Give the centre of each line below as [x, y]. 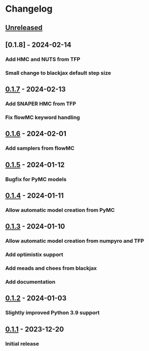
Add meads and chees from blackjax [51, 268]
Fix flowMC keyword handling [43, 117]
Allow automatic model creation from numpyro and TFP [75, 241]
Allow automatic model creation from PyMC [60, 210]
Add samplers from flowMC [40, 148]
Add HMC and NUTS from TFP [43, 59]
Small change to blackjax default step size [58, 73]
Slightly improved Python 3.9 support [52, 313]
